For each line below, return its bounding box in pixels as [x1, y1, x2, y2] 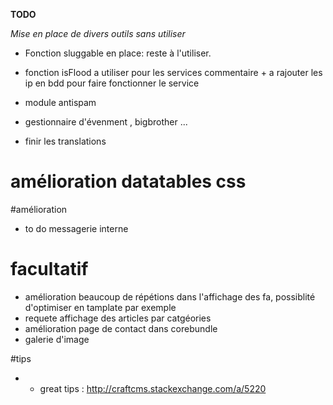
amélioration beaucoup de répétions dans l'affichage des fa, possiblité [24, 290, 316, 303]
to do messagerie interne [24, 222, 129, 234]
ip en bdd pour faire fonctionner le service [24, 77, 200, 89]
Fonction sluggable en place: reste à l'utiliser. [24, 47, 212, 59]
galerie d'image [24, 333, 90, 345]
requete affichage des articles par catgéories [24, 312, 212, 324]
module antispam [24, 97, 97, 108]
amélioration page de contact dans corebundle [24, 322, 218, 334]
